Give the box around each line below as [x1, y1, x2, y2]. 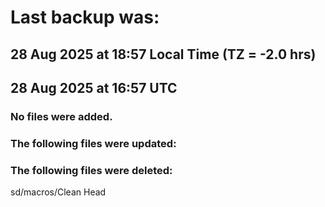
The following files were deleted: [10, 163, 173, 177]
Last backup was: [10, 6, 160, 29]
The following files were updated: [10, 136, 177, 150]
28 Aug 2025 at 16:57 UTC [10, 79, 178, 96]
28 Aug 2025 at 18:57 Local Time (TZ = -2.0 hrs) [10, 46, 317, 63]
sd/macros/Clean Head [10, 186, 107, 198]
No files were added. [10, 109, 113, 123]
